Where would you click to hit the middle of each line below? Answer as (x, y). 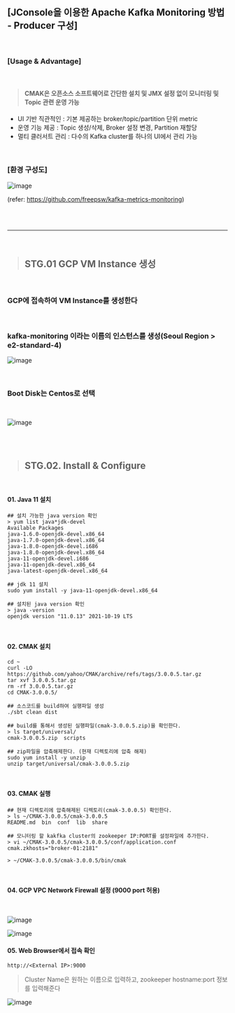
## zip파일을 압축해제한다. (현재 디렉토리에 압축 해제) (77, 751)
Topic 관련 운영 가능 (52, 102)
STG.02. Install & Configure (85, 465)
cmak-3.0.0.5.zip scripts (47, 738)
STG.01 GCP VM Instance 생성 (90, 264)
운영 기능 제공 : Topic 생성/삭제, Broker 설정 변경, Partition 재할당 (107, 127)
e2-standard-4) (34, 345)
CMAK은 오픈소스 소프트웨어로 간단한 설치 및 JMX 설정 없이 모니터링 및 (121, 93)
